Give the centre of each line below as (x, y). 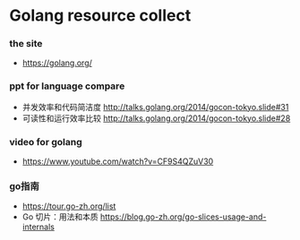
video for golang (46, 141)
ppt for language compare (67, 86)
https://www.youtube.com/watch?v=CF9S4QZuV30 (118, 161)
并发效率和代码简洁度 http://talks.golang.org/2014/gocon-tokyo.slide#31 (155, 107)
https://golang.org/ (57, 63)
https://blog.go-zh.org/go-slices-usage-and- (183, 217)
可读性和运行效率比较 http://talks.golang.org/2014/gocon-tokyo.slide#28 (156, 118)
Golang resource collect (100, 16)
